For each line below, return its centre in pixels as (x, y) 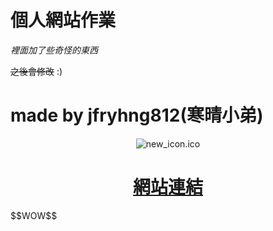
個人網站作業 (63, 20)
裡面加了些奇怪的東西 (54, 50)
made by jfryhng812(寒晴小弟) (137, 115)
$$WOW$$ (34, 215)
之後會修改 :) (36, 71)
